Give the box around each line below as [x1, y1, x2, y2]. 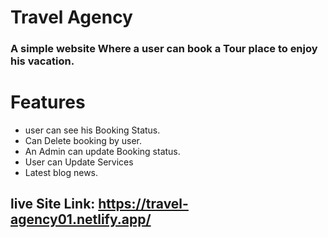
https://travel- [98, 196, 189, 213]
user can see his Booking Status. [24, 124, 161, 136]
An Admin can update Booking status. [24, 146, 181, 158]
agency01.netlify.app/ [10, 211, 152, 228]
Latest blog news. [24, 167, 99, 179]
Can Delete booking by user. [24, 135, 143, 147]
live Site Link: [10, 196, 96, 213]
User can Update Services [24, 156, 134, 168]
